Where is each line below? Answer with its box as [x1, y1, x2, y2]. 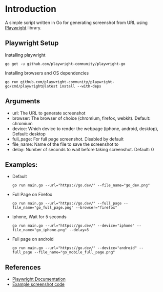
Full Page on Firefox [12, 192, 53, 198]
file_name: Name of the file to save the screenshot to [12, 141, 119, 147]
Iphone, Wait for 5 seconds [12, 214, 67, 220]
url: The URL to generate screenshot [12, 110, 85, 116]
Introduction [5, 3, 57, 15]
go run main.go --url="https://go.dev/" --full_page [12, 201, 122, 206]
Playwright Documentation [12, 276, 66, 282]
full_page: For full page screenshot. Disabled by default [12, 136, 124, 142]
